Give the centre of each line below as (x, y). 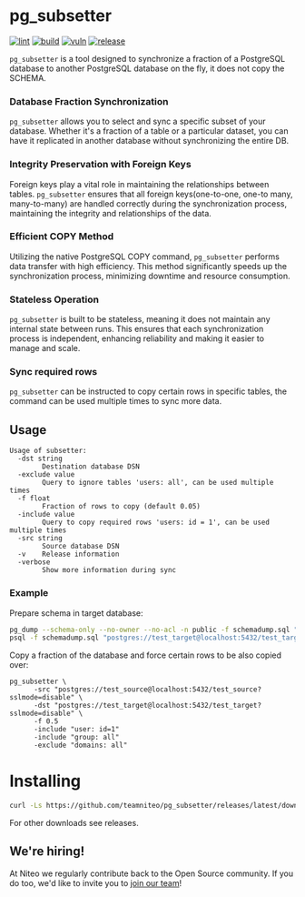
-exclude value (46, 475)
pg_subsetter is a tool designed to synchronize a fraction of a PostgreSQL (148, 58)
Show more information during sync (109, 570)
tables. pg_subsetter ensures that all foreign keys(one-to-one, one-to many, (151, 194)
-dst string (40, 459)
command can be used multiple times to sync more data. (116, 401)
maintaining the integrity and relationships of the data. (110, 213)
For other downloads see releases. (74, 823)
